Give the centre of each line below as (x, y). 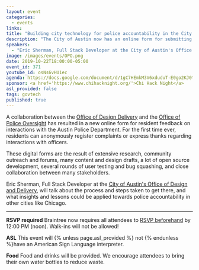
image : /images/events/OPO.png (45, 56)
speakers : (18, 45)
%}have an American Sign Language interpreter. (65, 244)
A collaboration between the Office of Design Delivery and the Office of (93, 117)
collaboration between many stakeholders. (58, 172)
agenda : (16, 78)
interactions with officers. (37, 142)
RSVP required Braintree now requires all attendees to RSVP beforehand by (98, 220)
